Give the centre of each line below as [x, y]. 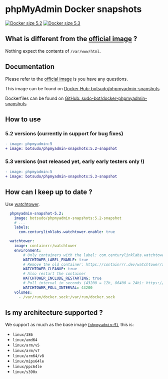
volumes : [23, 292]
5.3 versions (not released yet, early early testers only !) [75, 161]
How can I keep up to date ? [49, 192]
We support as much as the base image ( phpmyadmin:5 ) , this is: [69, 325]
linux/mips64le [28, 361]
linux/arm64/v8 [28, 356]
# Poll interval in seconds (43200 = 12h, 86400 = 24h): [83, 283]
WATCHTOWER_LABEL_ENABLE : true [56, 260]
